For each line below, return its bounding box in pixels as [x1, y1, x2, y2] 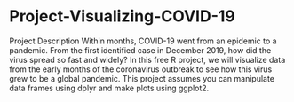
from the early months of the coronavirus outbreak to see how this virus [9, 64, 273, 75]
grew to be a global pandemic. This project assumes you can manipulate [9, 73, 275, 83]
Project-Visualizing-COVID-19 [9, 6, 235, 27]
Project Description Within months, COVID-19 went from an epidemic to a [9, 35, 277, 46]
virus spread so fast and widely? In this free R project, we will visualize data [9, 54, 286, 65]
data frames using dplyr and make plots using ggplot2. [9, 82, 210, 93]
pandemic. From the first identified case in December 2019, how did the [9, 44, 272, 55]
